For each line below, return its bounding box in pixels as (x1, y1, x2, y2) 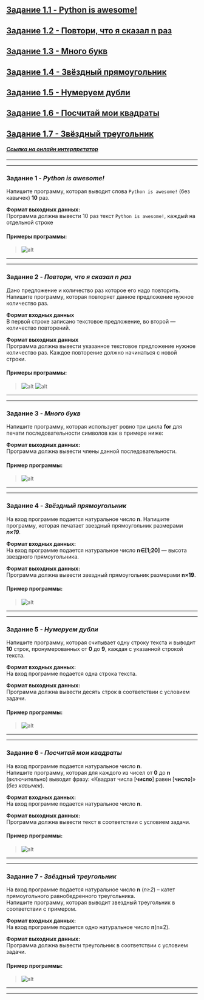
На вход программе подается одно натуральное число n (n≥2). (6, 923, 170, 931)
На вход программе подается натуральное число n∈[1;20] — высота (6, 546, 187, 554)
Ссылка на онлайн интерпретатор (6, 146, 98, 153)
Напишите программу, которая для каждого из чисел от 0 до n (6, 769, 171, 776)
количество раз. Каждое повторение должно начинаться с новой (6, 349, 177, 356)
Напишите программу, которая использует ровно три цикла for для (6, 423, 182, 430)
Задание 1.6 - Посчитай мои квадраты (6, 108, 160, 118)
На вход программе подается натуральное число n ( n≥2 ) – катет (6, 886, 175, 893)
